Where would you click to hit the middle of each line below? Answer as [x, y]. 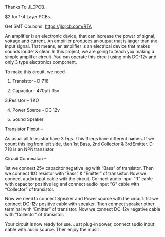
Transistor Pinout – [24, 129]
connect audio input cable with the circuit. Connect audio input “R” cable [79, 179]
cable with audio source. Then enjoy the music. [53, 229]
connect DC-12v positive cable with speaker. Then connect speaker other [80, 204]
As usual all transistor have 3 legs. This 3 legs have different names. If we [80, 138]
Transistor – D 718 [30, 81]
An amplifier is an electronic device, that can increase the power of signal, [80, 36]
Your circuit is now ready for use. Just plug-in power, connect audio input [80, 224]
